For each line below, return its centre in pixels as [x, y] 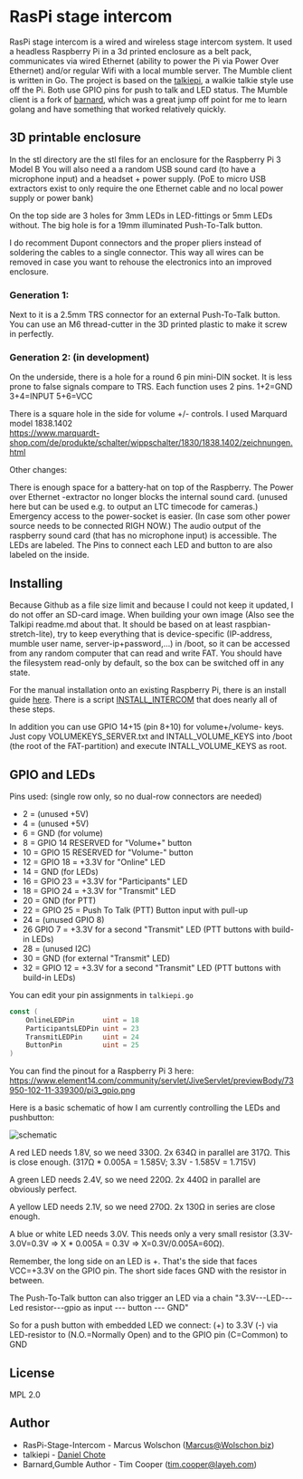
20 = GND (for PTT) [59, 900]
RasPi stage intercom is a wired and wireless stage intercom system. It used [151, 42]
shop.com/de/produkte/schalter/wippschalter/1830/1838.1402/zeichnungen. [151, 443]
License [32, 1373]
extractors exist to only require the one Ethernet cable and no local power [147, 188]
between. [27, 1281]
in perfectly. [32, 334]
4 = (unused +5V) [56, 823]
